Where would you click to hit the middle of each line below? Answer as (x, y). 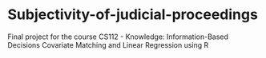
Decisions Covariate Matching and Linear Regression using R (108, 44)
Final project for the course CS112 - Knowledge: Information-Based (118, 37)
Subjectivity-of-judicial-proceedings (133, 15)
